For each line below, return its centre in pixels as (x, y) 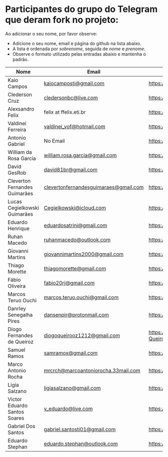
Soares (16, 418)
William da (20, 152)
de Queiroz (21, 341)
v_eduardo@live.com (68, 408)
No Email (54, 141)
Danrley (17, 308)
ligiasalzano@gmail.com (72, 388)
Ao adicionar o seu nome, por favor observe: (51, 34)
